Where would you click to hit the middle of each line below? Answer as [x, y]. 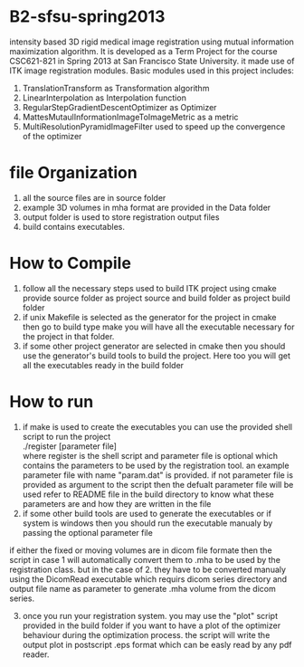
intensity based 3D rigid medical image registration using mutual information [152, 42]
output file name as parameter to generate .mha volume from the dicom [142, 588]
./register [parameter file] [70, 446]
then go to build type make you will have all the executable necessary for [158, 327]
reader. [36, 654]
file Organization [73, 173]
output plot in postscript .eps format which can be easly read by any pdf [157, 644]
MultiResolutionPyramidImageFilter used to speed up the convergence [154, 126]
